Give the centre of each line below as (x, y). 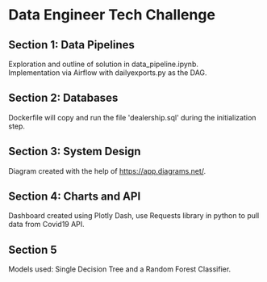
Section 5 (33, 249)
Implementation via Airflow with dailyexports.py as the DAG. (108, 73)
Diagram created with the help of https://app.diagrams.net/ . (107, 170)
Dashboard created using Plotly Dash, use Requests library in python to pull (134, 216)
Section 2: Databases (63, 98)
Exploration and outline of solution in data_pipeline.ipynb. (104, 64)
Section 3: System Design (75, 152)
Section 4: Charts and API (75, 197)
